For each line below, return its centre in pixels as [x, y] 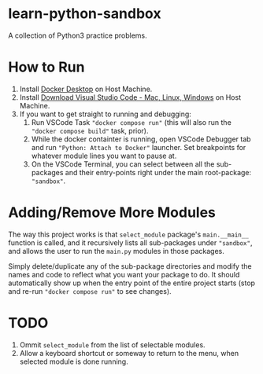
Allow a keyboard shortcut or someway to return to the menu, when [129, 353]
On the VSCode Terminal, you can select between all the [123, 164]
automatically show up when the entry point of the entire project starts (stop [132, 283]
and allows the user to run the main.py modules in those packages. [116, 251]
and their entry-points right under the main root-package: [158, 172]
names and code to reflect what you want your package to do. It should [124, 274]
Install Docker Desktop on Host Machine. [86, 89]
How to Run [46, 67]
